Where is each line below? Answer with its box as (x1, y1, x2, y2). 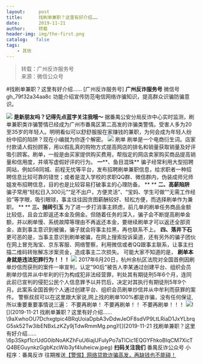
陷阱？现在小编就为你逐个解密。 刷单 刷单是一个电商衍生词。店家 (26, 136, 196, 143)
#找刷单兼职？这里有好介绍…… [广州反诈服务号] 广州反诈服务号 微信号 (6, 85, 180, 93)
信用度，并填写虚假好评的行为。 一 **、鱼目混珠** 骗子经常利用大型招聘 (16, 158, 194, 165)
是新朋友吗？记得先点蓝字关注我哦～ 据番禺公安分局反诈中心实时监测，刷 (13, 113, 194, 120)
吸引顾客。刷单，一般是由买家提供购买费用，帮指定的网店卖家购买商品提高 (6, 151, 191, 158)
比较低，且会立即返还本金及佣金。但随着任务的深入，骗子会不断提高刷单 (6, 211, 185, 218)
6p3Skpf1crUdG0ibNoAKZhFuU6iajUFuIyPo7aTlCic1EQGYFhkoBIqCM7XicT (8, 336, 194, 344)
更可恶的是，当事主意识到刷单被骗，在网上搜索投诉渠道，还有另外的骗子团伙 (6, 233, 196, 240)
